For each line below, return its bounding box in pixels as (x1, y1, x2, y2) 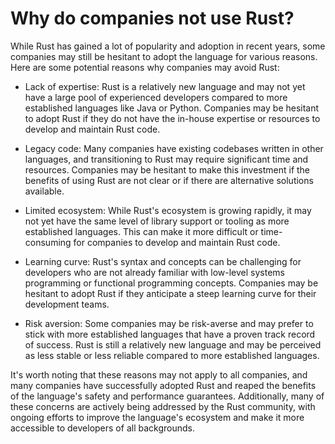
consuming (24, 236, 72, 248)
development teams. (24, 298, 110, 310)
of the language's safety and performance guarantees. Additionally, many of (10, 390, 325, 402)
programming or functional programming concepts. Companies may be (24, 277, 319, 289)
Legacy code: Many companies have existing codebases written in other (24, 142, 324, 154)
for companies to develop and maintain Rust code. (73, 236, 281, 248)
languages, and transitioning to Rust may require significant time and (24, 153, 309, 165)
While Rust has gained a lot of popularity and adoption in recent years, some (10, 40, 326, 52)
